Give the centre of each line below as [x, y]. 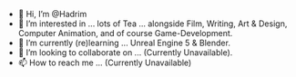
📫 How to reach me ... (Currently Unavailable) [105, 63]
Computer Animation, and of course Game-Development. [125, 33]
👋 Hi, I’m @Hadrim [52, 14]
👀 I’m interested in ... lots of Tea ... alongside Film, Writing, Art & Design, [153, 24]
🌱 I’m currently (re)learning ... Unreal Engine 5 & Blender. [124, 43]
